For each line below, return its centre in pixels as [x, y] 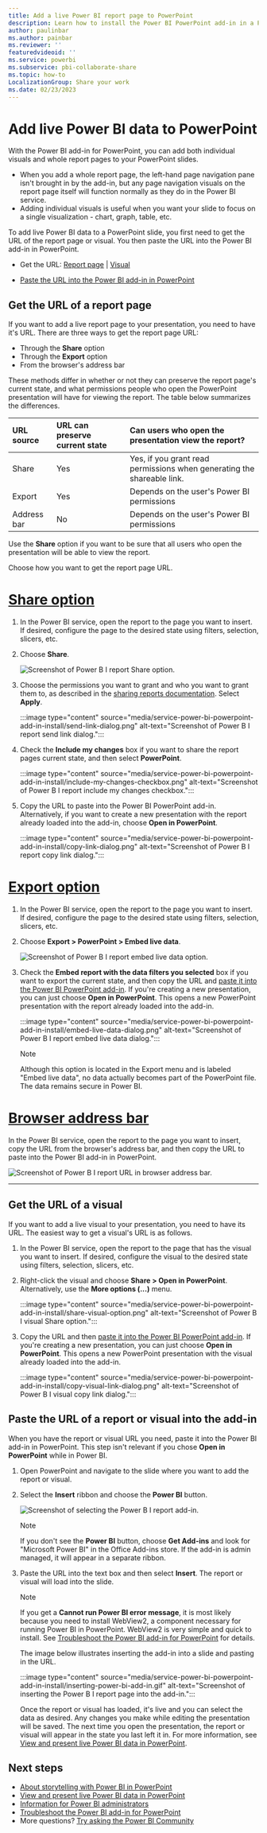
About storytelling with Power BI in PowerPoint [96, 1787]
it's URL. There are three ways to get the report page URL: [103, 333]
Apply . [31, 702]
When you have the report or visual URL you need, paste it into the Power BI [133, 1438]
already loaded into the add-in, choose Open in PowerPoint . [119, 823]
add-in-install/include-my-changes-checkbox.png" [104, 782]
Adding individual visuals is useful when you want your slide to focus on [137, 208]
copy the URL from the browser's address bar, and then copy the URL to [126, 1148]
